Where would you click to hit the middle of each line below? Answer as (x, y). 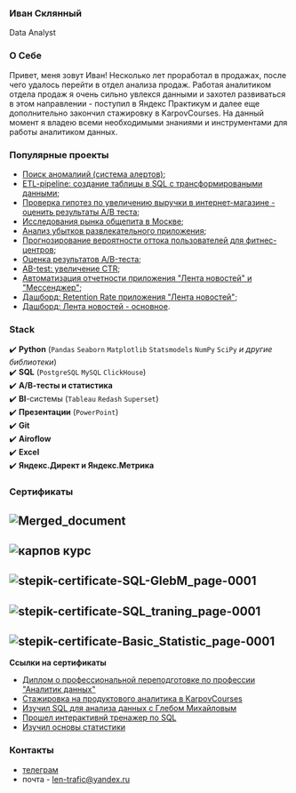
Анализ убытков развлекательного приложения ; (114, 230)
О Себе (26, 56)
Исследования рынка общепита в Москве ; (103, 221)
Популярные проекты (59, 155)
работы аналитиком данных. (64, 132)
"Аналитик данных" (59, 689)
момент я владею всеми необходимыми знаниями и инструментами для (148, 122)
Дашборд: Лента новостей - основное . (96, 306)
